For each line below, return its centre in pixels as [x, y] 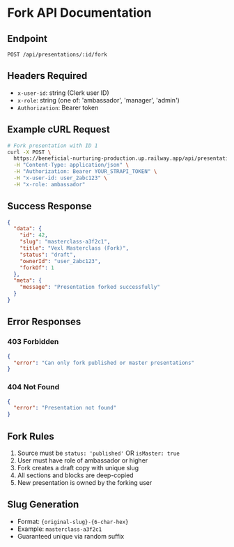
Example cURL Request [58, 129]
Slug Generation [43, 505]
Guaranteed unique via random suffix [71, 536]
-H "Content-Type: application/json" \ [71, 165]
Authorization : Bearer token [58, 107]
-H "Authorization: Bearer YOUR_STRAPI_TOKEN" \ [85, 172]
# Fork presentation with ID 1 [53, 145]
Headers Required [47, 76]
